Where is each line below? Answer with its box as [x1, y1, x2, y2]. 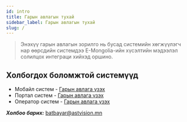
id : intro [6, 8, 30, 15]
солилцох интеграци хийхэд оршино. [20, 53, 113, 60]
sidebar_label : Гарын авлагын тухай [6, 19, 95, 25]
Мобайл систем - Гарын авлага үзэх [14, 86, 105, 93]
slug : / [6, 25, 25, 31]
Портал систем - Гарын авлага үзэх [14, 92, 104, 99]
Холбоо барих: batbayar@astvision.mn [6, 109, 103, 117]
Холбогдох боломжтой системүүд [6, 70, 138, 80]
